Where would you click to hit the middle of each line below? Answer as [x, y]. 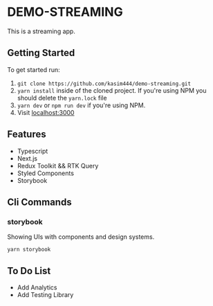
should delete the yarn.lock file [62, 98]
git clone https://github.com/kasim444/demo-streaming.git [104, 84]
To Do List [29, 271]
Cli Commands [39, 202]
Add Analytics [37, 287]
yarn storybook [29, 250]
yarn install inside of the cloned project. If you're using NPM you [112, 90]
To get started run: [34, 69]
